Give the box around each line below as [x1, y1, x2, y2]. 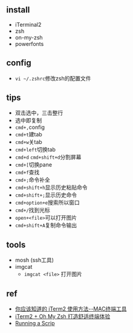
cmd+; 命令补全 [15, 176, 50, 183]
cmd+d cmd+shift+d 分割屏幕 [15, 154, 82, 161]
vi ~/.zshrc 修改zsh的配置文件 [15, 74, 91, 82]
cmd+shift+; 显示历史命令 [15, 191, 77, 199]
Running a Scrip [15, 320, 55, 327]
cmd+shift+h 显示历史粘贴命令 [15, 184, 88, 191]
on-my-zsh [15, 33, 44, 41]
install [6, 5, 30, 15]
